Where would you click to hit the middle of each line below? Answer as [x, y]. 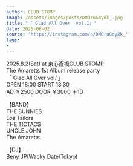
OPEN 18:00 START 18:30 [38, 84]
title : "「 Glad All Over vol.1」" [51, 23]
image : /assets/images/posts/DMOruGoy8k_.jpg [64, 18]
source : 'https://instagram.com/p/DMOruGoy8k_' [67, 35]
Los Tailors [20, 118]
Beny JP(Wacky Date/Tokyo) [42, 156]
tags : [13, 40]
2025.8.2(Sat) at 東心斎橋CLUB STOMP [55, 64]
